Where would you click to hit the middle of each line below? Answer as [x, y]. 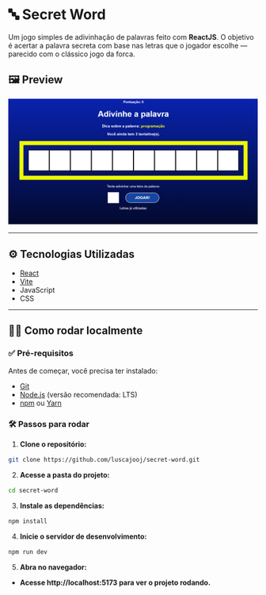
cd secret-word [33, 490]
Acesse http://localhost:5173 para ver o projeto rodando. [115, 582]
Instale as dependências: [62, 505]
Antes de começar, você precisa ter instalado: [83, 370]
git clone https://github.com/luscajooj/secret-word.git [104, 460]
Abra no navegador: [53, 567]
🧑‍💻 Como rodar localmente [76, 331]
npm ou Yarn [40, 403]
